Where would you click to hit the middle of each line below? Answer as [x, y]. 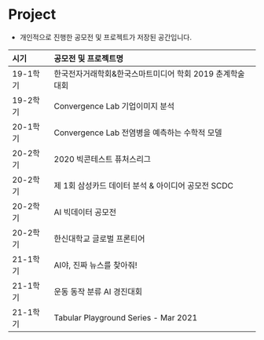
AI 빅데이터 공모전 [85, 212]
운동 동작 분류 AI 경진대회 [98, 291]
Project [32, 15]
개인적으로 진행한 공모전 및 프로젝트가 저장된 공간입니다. [106, 37]
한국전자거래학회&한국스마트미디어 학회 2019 [134, 74]
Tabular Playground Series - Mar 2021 [126, 317]
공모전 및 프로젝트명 [89, 58]
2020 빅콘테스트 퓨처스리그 [103, 159]
